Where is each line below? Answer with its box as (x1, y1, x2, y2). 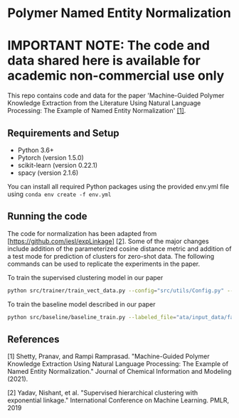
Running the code (7, 210, 87, 223)
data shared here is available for (7, 53, 201, 69)
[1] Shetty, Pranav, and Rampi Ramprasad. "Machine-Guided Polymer (7, 352, 210, 360)
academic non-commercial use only (7, 68, 225, 84)
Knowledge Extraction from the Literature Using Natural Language (7, 99, 201, 107)
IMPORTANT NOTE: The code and (7, 38, 210, 54)
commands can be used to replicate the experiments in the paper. (7, 259, 201, 268)
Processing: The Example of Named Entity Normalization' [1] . (7, 107, 186, 115)
